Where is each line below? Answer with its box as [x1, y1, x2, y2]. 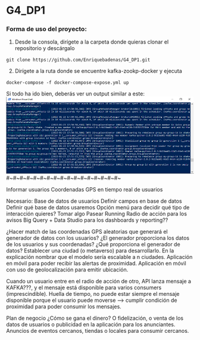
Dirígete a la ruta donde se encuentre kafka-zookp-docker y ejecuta [14, 67, 183, 75]
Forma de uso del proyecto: [6, 25, 87, 33]
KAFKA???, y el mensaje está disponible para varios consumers [6, 284, 162, 291]
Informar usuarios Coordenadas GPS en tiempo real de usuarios [6, 186, 163, 193]
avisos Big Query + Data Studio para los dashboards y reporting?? [6, 217, 168, 224]
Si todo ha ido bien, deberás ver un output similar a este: [6, 90, 145, 97]
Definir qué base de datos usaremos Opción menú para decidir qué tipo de [6, 204, 190, 211]
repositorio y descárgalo [14, 45, 75, 52]
